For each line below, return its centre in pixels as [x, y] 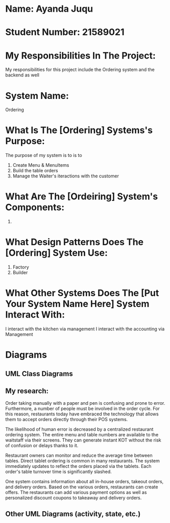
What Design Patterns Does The [75, 242]
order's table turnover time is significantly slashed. [59, 472]
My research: [27, 391]
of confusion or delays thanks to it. [42, 446]
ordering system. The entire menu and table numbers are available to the [82, 435]
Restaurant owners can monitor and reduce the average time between [79, 455]
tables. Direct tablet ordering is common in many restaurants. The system [82, 461]
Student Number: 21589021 [65, 32]
